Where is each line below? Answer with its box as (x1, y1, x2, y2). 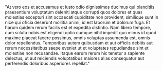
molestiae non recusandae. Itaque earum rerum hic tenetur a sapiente (5, 50, 145, 56)
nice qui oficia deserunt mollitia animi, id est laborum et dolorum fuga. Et (5, 19, 150, 25)
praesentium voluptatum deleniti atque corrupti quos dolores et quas (5, 9, 143, 15)
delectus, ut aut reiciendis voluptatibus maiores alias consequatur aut (5, 56, 145, 61)
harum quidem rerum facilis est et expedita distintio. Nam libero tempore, (5, 25, 152, 30)
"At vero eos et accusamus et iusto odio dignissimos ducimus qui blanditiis (5, 4, 155, 10)
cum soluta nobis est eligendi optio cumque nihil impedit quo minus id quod (5, 30, 157, 35)
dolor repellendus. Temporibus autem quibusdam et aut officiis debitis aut (5, 40, 153, 45)
